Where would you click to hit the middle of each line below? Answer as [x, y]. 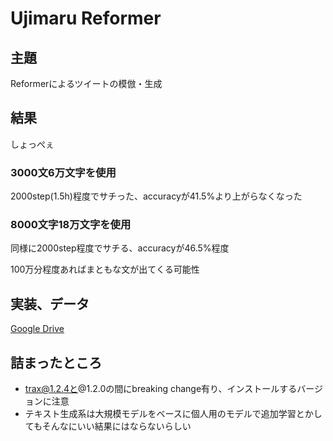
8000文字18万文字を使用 [71, 225]
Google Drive [37, 329]
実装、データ [50, 303]
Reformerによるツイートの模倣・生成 [86, 83]
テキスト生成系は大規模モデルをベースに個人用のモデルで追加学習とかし [173, 414]
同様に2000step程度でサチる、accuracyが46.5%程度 [120, 248]
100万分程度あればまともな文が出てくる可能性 [105, 269]
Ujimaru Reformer [86, 18]
